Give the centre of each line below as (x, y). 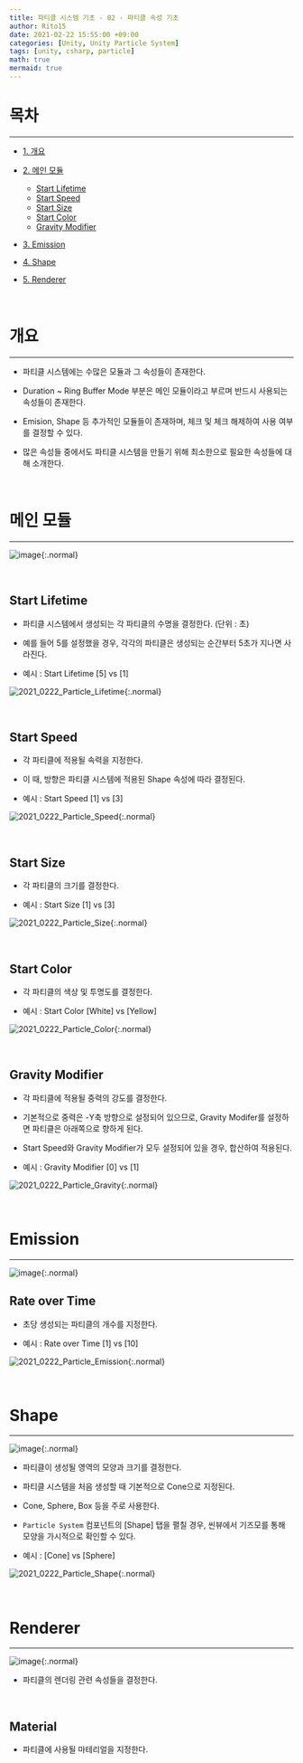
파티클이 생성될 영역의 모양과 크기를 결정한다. (102, 1467)
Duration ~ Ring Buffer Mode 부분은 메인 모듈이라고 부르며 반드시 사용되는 (155, 391)
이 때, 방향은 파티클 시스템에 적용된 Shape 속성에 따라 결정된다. (134, 780)
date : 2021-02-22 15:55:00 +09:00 (74, 34)
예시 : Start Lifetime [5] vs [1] (75, 673)
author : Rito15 (38, 26)
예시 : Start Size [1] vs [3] (69, 905)
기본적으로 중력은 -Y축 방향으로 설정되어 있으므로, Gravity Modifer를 (144, 1117)
